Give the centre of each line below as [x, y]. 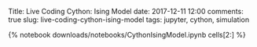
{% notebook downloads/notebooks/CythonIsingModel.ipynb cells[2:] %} [127, 35]
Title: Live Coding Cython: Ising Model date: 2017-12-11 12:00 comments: [126, 11]
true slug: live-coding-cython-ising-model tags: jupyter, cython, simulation [129, 20]
